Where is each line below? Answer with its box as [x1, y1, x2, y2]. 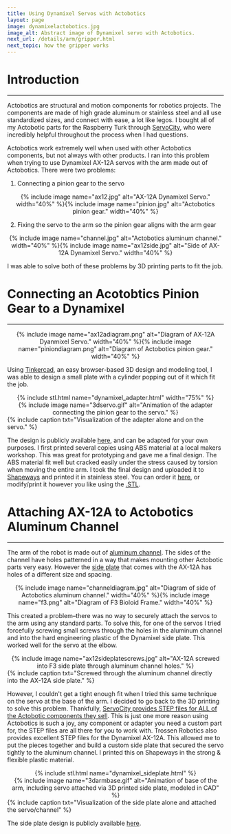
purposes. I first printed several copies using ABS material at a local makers [7, 443, 221, 452]
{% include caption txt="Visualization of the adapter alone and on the [7, 415, 204, 424]
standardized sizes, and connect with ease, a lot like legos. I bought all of [7, 115, 214, 124]
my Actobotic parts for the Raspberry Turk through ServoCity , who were [7, 123, 212, 131]
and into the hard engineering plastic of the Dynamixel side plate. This [7, 633, 206, 642]
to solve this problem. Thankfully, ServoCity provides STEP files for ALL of [7, 704, 218, 713]
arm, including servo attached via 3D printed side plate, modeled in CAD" [11, 784, 220, 792]
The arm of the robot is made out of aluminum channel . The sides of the [7, 548, 211, 556]
